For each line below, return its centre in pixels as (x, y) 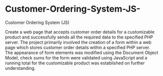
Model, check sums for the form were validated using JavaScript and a (76, 57)
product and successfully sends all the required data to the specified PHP (79, 37)
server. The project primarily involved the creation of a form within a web (78, 42)
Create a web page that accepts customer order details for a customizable (80, 32)
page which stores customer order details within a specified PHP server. (78, 47)
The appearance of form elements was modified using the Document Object (82, 53)
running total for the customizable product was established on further (75, 63)
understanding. (20, 68)
